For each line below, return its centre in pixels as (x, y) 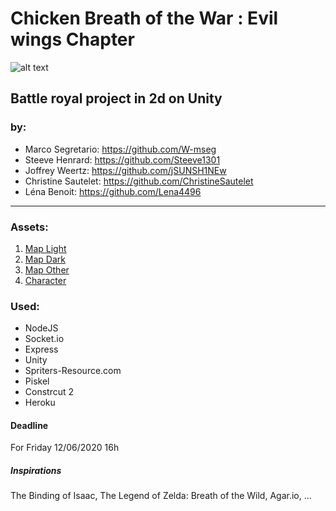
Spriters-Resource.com (73, 371)
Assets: (29, 227)
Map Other (47, 269)
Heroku (40, 403)
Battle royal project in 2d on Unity (116, 98)
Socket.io (44, 339)
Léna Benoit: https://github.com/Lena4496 (113, 191)
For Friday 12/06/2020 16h (65, 448)
